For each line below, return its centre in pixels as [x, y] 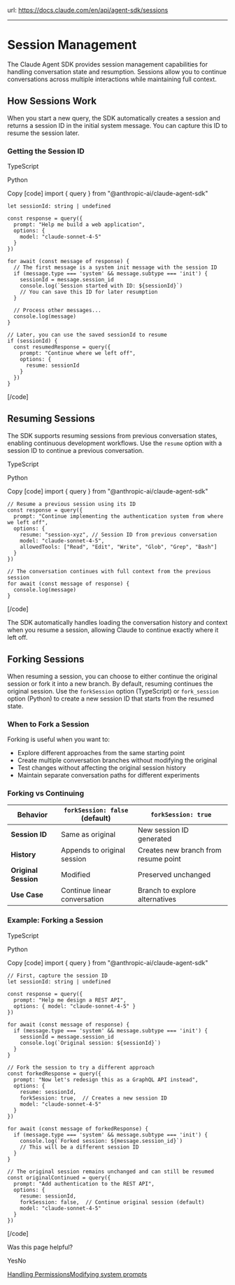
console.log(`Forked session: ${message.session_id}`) [101, 1141]
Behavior [33, 815]
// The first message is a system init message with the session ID [115, 268]
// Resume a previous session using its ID [72, 504]
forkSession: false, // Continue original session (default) [112, 1202]
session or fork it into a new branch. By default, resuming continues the [110, 683]
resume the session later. [43, 133]
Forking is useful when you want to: [59, 739]
